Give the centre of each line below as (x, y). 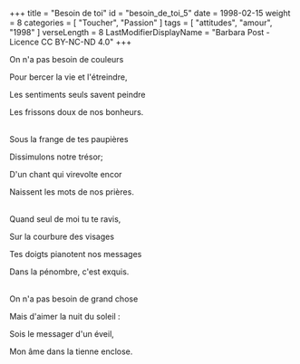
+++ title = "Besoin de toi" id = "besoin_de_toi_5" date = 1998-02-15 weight (150, 13)
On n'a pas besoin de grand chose (74, 299)
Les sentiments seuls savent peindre (77, 95)
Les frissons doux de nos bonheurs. (77, 112)
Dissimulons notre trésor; (57, 157)
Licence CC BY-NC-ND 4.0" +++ (71, 42)
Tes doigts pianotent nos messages (76, 254)
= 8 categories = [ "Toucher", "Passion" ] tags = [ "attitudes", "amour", (141, 23)
